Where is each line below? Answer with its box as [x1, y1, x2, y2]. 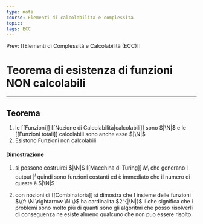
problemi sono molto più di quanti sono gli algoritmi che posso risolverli [14, 204, 193, 211]
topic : [6, 20, 23, 26]
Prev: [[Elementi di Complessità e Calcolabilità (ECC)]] [6, 42, 141, 50]
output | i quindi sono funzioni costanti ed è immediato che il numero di [14, 172, 190, 180]
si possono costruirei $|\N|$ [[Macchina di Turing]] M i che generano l [14, 164, 188, 173]
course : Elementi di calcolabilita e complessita [6, 15, 134, 21]
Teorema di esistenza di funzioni [6, 64, 173, 77]
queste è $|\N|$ [14, 179, 55, 186]
